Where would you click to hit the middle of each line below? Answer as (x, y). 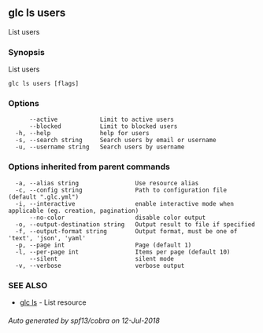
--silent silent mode (102, 258)
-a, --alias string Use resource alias (107, 183)
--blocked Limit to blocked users (103, 126)
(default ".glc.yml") (44, 197)
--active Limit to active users (102, 120)
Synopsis (26, 52)
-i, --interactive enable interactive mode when (125, 203)
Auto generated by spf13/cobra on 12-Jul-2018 (84, 320)
